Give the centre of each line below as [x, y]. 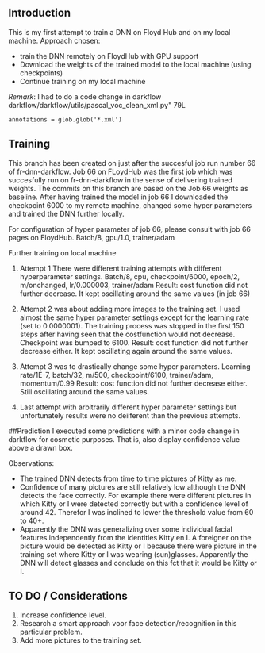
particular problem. [51, 632]
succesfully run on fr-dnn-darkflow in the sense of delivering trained [120, 180]
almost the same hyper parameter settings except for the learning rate [134, 317]
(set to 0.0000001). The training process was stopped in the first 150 [132, 325]
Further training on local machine [62, 252]
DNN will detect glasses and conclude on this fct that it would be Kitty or [138, 563]
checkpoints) [41, 73]
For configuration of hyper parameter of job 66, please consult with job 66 [130, 229]
